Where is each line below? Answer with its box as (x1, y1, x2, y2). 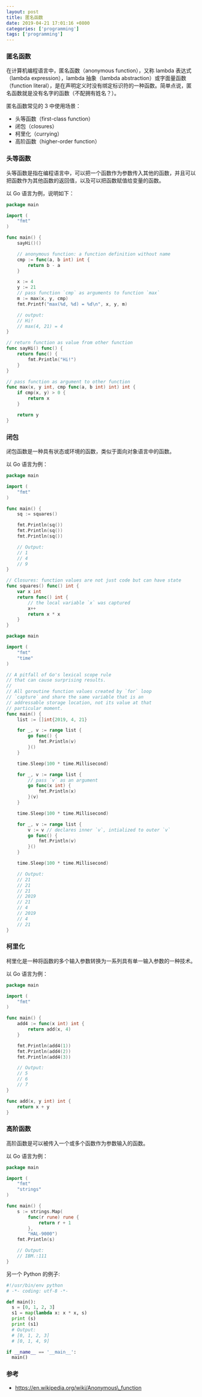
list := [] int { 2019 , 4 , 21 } (17, 717, 87, 723)
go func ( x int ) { (28, 783, 71, 789)
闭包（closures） (14, 123, 58, 130)
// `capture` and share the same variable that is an (6, 694, 144, 700)
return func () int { (17, 594, 69, 600)
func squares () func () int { (6, 583, 79, 589)
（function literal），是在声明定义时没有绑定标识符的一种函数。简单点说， (6, 82, 187, 89)
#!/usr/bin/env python (6, 1282, 63, 1289)
